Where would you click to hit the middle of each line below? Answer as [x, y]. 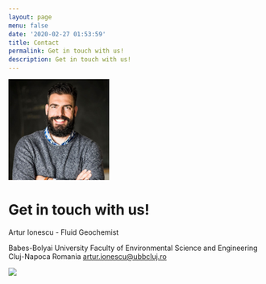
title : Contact [34, 43]
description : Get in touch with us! [70, 60]
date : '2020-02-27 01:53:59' [57, 34]
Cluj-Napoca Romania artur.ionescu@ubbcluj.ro [87, 256]
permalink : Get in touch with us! [66, 51]
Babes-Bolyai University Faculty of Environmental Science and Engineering [133, 248]
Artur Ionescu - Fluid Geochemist [64, 232]
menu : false [28, 25]
